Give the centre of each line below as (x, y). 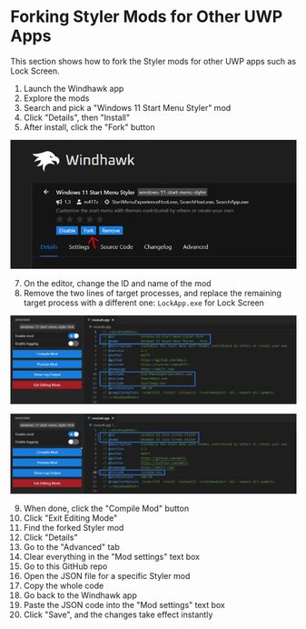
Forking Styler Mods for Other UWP (147, 17)
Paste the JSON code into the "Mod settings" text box (124, 604)
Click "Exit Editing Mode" (70, 518)
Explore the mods (56, 98)
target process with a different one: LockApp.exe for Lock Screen (143, 303)
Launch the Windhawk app (74, 88)
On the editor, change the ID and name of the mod (117, 283)
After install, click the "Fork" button (89, 127)
